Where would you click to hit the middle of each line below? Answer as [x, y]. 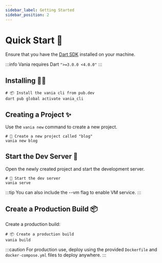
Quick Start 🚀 [34, 40]
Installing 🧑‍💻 [26, 80]
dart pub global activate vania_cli [44, 99]
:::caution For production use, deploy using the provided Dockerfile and [81, 249]
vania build [18, 240]
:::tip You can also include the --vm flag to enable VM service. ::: [73, 192]
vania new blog [22, 141]
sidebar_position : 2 [27, 15]
